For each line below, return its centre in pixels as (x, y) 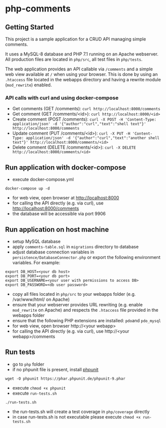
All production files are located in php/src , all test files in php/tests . (74, 59)
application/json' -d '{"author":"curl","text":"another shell (93, 138)
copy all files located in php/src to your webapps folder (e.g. (74, 294)
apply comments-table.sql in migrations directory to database (76, 246)
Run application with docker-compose (66, 167)
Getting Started (30, 27)
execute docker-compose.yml (43, 180)
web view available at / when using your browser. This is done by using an (82, 74)
